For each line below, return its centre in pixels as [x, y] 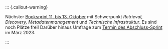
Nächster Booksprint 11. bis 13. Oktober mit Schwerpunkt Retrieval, [74, 17]
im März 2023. [20, 32]
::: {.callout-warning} [27, 7]
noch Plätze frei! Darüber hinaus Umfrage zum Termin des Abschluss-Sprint [84, 27]
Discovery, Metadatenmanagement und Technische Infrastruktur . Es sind [81, 22]
